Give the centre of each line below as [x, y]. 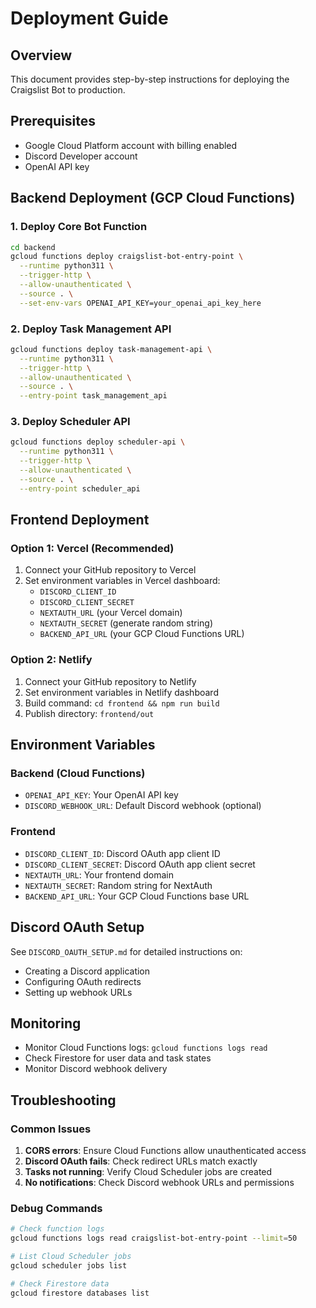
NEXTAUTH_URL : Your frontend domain [99, 874]
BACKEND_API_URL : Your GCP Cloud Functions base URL [137, 896]
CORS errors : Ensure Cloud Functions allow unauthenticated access [165, 1150]
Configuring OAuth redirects [83, 981]
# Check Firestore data [60, 1283]
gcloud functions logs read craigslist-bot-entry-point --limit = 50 [154, 1238]
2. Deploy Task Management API [91, 329]
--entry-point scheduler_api [80, 488]
